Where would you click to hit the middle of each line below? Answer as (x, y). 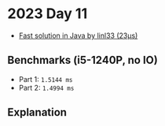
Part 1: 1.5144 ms (46, 79)
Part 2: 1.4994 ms (46, 87)
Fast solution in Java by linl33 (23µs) (78, 35)
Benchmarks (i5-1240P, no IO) (82, 60)
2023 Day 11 (48, 14)
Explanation (37, 112)
